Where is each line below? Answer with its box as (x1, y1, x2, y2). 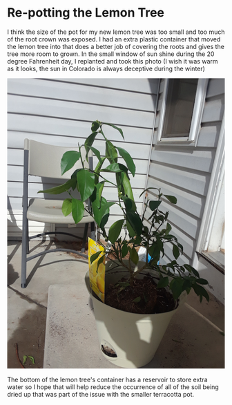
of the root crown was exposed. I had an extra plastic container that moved (7, 35, 221, 43)
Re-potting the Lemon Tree (7, 5, 164, 21)
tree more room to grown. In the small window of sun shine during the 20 (7, 50, 215, 58)
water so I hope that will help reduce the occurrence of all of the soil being (7, 382, 219, 391)
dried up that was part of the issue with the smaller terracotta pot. (7, 390, 195, 398)
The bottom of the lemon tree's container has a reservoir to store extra (7, 375, 209, 384)
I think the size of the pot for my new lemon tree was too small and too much (7, 28, 225, 36)
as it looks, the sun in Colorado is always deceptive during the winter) (7, 64, 206, 73)
